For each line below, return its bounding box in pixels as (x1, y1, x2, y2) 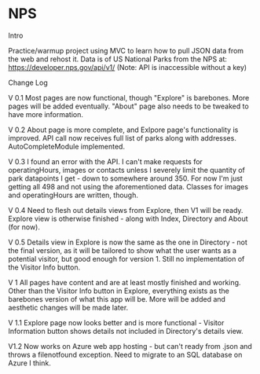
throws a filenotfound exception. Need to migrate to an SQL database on (8, 350, 243, 359)
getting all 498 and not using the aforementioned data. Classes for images (8, 181, 249, 191)
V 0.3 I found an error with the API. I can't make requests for (8, 156, 203, 166)
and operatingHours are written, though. (8, 190, 139, 200)
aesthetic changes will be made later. (8, 302, 129, 312)
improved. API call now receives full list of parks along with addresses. (8, 133, 237, 142)
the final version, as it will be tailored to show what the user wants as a (8, 245, 237, 255)
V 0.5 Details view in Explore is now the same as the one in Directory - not (8, 237, 247, 247)
